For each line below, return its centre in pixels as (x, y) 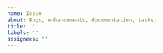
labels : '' (23, 33)
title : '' (22, 26)
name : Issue (24, 13)
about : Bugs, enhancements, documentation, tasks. (82, 20)
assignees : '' (28, 39)
